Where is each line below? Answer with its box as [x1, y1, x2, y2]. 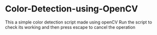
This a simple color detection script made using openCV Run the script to [5, 19, 152, 25]
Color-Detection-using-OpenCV [5, 3, 138, 14]
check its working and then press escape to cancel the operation [5, 24, 136, 30]
